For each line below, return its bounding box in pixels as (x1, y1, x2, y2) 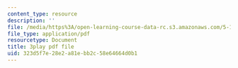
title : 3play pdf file (7, 43, 74, 50)
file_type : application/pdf (7, 30, 91, 38)
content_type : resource (7, 10, 78, 18)
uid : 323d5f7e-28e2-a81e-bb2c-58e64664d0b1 (7, 50, 138, 57)
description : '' (7, 17, 55, 24)
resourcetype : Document (7, 37, 78, 44)
